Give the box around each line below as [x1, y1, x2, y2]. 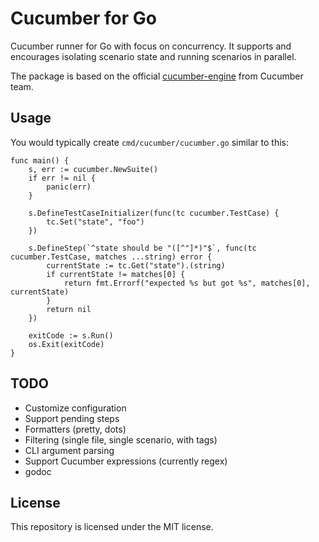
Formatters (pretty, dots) [24, 423, 127, 435]
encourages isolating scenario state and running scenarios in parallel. [10, 50, 297, 62]
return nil [46, 304, 92, 314]
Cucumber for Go [10, 7, 157, 30]
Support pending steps [24, 412, 120, 424]
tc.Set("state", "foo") [46, 217, 145, 227]
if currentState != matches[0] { [46, 269, 186, 279]
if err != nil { [28, 173, 97, 183]
